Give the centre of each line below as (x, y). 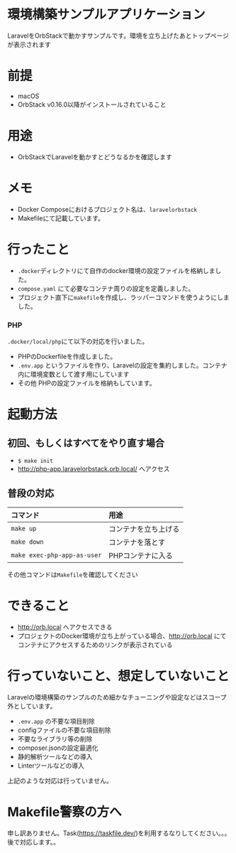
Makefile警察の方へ (64, 812)
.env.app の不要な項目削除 (56, 721)
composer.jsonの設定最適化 (58, 748)
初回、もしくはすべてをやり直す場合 (86, 442)
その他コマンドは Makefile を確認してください (73, 574)
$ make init (35, 461)
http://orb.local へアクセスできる (65, 627)
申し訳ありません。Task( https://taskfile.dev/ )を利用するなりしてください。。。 (119, 833)
